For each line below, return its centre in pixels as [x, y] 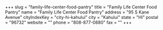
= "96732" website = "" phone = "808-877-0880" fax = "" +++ [68, 22]
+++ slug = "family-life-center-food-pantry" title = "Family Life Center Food [81, 7]
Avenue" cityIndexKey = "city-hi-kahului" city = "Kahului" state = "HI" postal [82, 17]
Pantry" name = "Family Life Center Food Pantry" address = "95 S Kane [77, 12]
